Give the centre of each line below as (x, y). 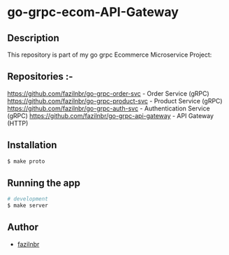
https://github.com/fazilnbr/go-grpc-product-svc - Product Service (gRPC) (115, 101)
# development (28, 199)
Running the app (44, 183)
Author (23, 227)
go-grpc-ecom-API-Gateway (93, 12)
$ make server (28, 206)
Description (33, 38)
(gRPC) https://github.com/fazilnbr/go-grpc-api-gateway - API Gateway (111, 115)
